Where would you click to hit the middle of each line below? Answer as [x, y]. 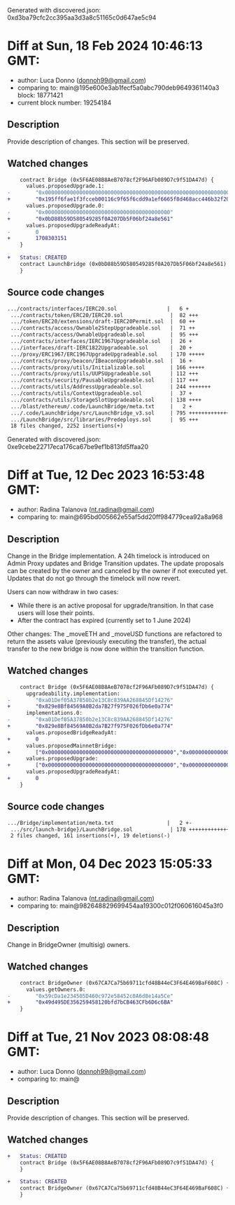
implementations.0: [54, 713]
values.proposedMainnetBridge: [71, 746]
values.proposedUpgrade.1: [65, 186]
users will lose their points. [56, 613]
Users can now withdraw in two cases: [63, 592]
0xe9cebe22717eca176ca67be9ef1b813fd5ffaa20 [78, 447]
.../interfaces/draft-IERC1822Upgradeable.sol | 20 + [101, 348]
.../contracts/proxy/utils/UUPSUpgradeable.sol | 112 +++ [104, 374]
